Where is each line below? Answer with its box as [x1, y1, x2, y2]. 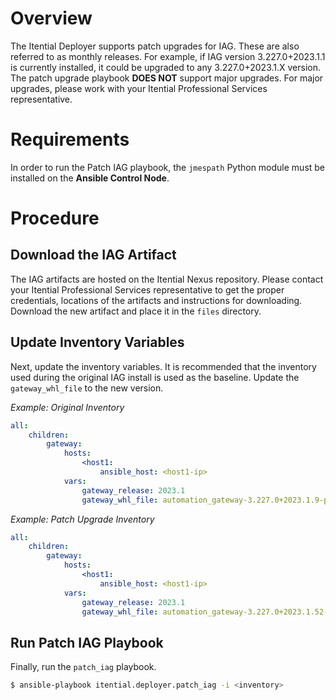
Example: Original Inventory [10, 401, 125, 413]
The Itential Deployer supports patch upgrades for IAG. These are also [10, 40, 300, 52]
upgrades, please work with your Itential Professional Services [10, 82, 268, 94]
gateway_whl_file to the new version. [10, 382, 164, 394]
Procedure [10, 207, 100, 230]
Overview [10, 7, 93, 30]
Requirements [10, 128, 130, 151]
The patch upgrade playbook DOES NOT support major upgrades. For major [10, 72, 324, 84]
